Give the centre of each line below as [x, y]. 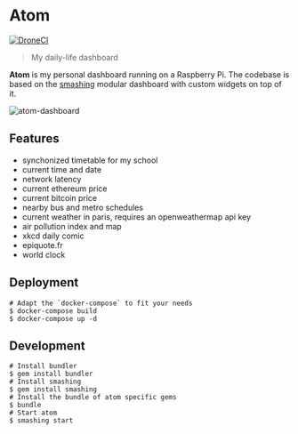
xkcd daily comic [53, 236]
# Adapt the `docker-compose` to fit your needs [101, 303]
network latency [52, 179]
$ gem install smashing [53, 390]
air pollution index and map [72, 226]
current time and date [62, 169]
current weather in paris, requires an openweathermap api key [137, 217]
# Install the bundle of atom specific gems [93, 398]
